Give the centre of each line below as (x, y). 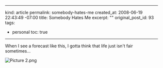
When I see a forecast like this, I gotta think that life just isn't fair (69, 46)
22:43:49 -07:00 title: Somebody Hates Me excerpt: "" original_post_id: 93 (80, 18)
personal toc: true (30, 32)
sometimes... (18, 51)
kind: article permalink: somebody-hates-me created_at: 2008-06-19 (74, 12)
